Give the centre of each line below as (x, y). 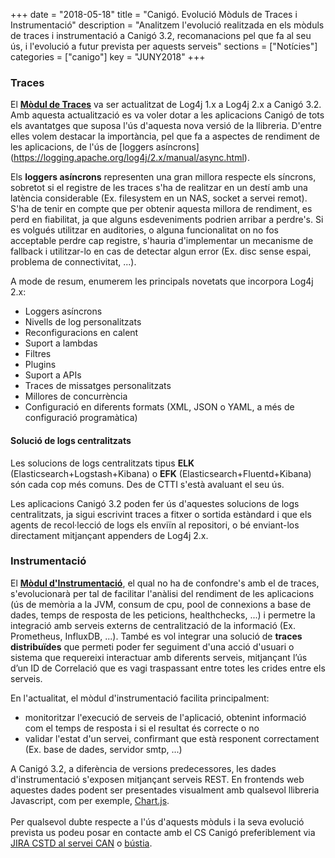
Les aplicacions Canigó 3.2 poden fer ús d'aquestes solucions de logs (155, 503)
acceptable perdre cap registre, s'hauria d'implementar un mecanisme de (162, 241)
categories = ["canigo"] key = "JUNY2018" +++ (108, 57)
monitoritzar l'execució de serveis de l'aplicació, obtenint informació (165, 717)
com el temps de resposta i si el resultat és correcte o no (142, 728)
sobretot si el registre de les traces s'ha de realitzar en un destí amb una (159, 188)
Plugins (40, 365)
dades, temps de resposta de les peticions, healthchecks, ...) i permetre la (163, 615)
